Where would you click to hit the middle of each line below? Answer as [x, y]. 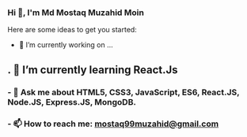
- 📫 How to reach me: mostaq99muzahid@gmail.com [113, 124]
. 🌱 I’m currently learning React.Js [93, 70]
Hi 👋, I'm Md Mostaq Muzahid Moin [76, 13]
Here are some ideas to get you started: [72, 30]
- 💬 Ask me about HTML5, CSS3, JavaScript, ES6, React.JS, [123, 92]
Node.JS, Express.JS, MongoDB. [72, 102]
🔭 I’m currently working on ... [66, 45]
